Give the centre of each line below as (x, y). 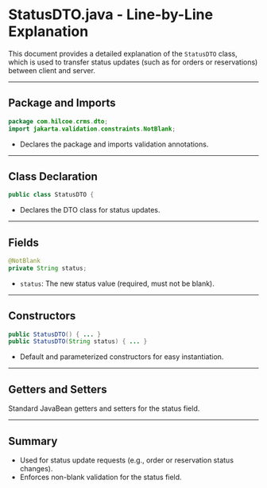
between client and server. (52, 70)
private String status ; (48, 268)
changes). (36, 468)
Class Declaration (53, 176)
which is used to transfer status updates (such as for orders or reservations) (133, 62)
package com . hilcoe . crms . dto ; (58, 121)
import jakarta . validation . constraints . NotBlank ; (92, 129)
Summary (33, 441)
